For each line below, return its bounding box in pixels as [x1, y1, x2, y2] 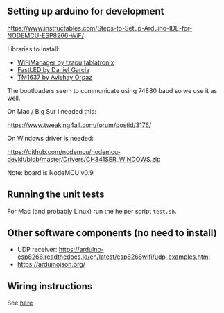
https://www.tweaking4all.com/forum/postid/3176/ [7, 121, 152, 129]
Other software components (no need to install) [7, 227, 217, 239]
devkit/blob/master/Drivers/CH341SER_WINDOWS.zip [7, 155, 161, 163]
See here [7, 298, 33, 307]
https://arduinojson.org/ [17, 260, 85, 269]
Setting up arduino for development [7, 6, 164, 17]
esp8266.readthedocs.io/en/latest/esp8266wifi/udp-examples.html [17, 253, 210, 261]
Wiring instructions [7, 280, 93, 292]
